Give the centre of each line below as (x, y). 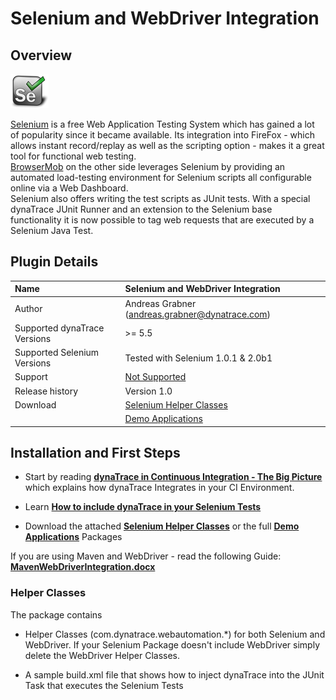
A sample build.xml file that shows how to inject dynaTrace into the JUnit (174, 674)
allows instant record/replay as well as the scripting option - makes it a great (167, 145)
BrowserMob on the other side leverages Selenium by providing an (148, 166)
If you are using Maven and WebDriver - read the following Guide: (146, 556)
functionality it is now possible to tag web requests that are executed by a (162, 220)
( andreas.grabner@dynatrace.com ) (198, 314)
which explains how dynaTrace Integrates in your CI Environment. (159, 488)
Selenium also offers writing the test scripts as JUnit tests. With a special (160, 198)
